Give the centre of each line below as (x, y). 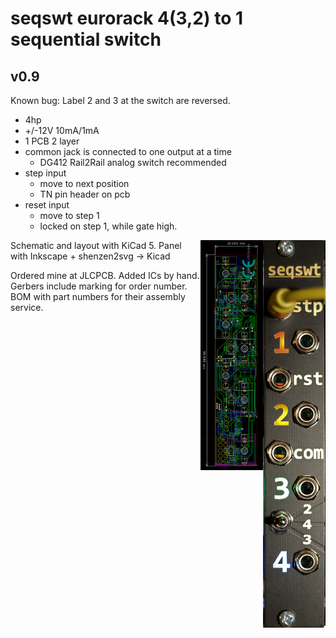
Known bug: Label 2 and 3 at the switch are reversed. (120, 100)
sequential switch (86, 39)
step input (45, 173)
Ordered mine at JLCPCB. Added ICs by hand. (105, 275)
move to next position (84, 183)
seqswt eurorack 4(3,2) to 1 (127, 18)
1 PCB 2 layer (52, 141)
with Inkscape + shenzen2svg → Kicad (90, 256)
